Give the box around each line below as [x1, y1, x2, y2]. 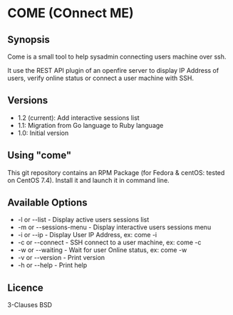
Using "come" [7, 149, 72, 161]
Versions [7, 94, 48, 106]
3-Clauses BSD [7, 301, 52, 309]
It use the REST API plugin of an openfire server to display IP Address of [7, 66, 219, 74]
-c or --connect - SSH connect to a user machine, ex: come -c [17, 238, 202, 247]
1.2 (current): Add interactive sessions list [17, 113, 140, 122]
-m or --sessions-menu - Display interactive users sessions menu [17, 223, 212, 231]
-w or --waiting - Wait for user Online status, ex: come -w [17, 246, 187, 254]
